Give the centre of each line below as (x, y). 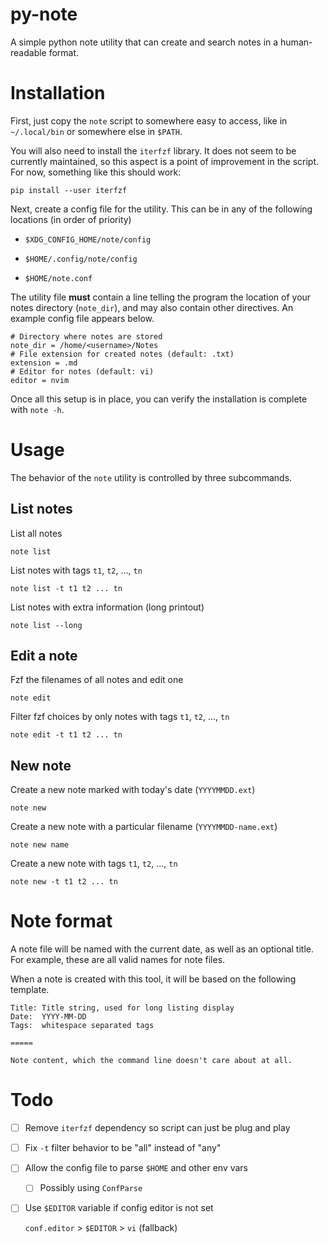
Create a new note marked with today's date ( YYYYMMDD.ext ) (133, 790)
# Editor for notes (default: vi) (82, 371)
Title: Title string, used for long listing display (122, 1008)
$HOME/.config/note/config (81, 259)
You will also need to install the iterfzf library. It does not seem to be (153, 150)
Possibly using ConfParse (91, 1188)
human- (296, 42)
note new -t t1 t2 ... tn (64, 882)
